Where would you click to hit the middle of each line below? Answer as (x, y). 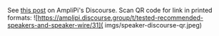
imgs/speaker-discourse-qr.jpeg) (153, 25)
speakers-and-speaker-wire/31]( (55, 25)
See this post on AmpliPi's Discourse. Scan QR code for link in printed (110, 10)
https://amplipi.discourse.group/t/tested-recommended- (121, 18)
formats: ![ (22, 18)
